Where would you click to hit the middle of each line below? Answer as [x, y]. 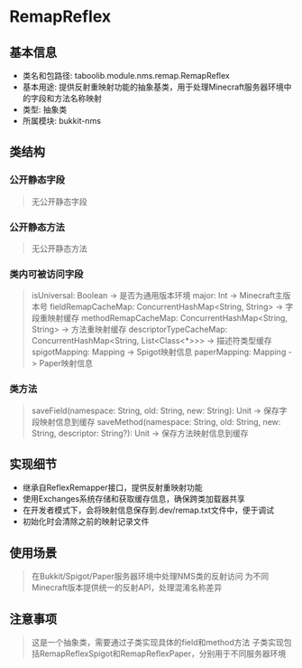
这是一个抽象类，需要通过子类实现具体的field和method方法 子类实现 [157, 643]
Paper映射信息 [66, 363]
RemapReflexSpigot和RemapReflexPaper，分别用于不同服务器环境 [163, 654]
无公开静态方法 [59, 248]
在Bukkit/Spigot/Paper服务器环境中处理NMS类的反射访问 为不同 [150, 577]
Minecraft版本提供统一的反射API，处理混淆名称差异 [127, 588]
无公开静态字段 [59, 202]
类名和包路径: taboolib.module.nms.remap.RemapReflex [126, 75]
